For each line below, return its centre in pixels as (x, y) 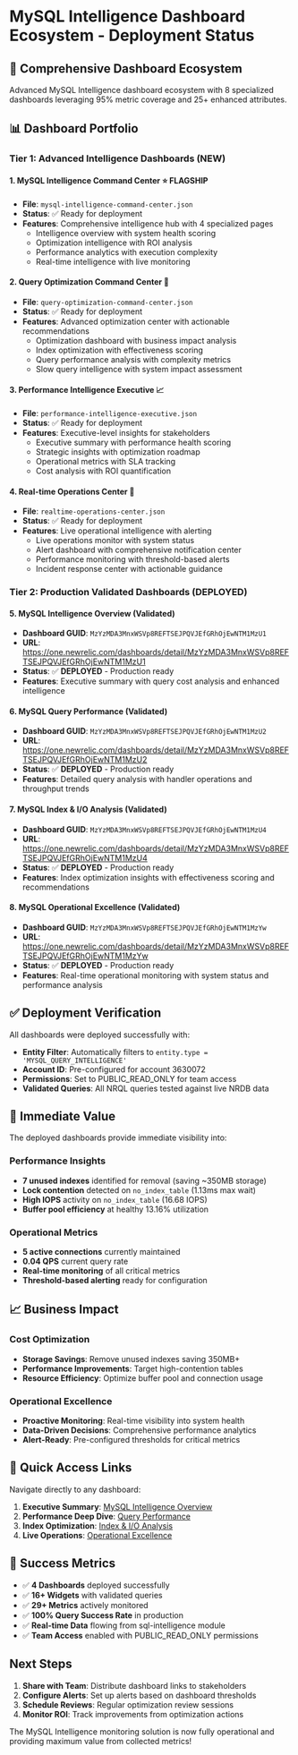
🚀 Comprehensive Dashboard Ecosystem (126, 68)
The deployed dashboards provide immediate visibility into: (118, 1137)
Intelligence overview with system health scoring (126, 233)
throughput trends (55, 788)
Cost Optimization (50, 1340)
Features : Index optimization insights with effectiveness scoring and (148, 877)
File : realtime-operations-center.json (94, 511)
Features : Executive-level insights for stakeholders (116, 432)
